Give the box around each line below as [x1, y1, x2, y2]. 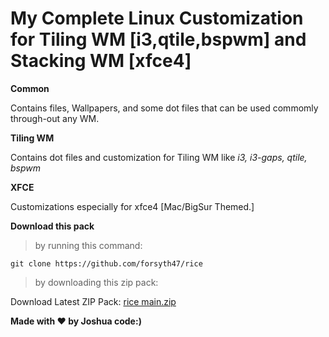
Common [10, 82, 50, 94]
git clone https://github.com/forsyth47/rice [10, 258, 203, 269]
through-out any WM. [10, 112, 100, 124]
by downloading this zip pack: [34, 276, 159, 288]
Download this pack [10, 220, 95, 232]
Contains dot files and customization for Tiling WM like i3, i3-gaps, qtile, [10, 151, 308, 163]
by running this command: [34, 239, 143, 251]
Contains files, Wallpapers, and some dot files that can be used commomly [10, 102, 319, 114]
